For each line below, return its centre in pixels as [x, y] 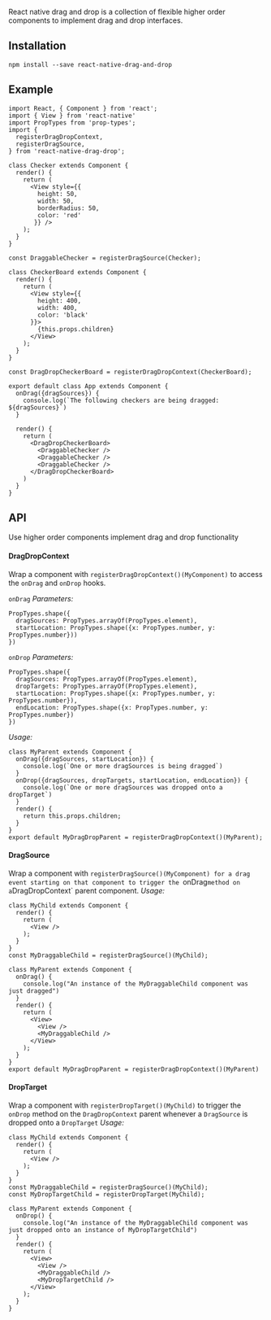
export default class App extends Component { [88, 386]
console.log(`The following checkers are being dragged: [121, 400]
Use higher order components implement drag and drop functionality [124, 537]
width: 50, [56, 201]
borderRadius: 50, [69, 208]
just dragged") [34, 991]
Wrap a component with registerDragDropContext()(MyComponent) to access [135, 574]
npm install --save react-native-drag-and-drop [90, 64]
